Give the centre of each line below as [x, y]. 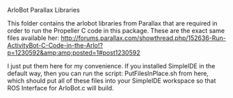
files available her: [33, 38]
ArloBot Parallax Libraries [43, 10]
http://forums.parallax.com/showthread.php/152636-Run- [143, 38]
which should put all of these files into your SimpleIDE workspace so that [112, 81]
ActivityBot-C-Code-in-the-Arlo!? [55, 45]
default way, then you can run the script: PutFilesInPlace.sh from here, [108, 73]
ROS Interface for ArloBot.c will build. [61, 88]
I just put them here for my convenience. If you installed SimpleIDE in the [111, 66]
